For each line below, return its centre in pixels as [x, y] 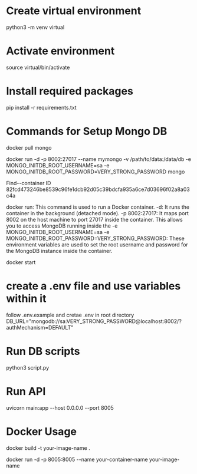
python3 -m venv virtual [35, 27]
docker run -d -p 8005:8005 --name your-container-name [77, 459]
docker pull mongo [29, 147]
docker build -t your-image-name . [48, 448]
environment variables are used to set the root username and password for [97, 244]
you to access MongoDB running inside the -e [62, 226]
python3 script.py [28, 367]
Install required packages [70, 91]
